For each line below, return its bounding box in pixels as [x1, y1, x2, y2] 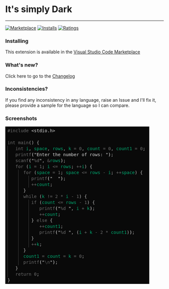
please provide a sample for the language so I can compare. [5, 102, 130, 108]
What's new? [5, 61, 38, 68]
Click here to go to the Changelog [5, 73, 75, 79]
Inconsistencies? [5, 86, 48, 93]
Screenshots [5, 115, 37, 122]
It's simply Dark [5, 4, 72, 15]
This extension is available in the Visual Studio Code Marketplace [5, 49, 140, 55]
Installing [5, 37, 29, 44]
